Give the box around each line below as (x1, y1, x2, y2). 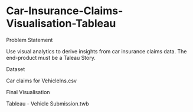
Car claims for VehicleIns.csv (6, 77, 77, 84)
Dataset (6, 65, 25, 72)
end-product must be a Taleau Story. (6, 54, 96, 61)
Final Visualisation (6, 88, 50, 95)
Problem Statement (6, 36, 53, 43)
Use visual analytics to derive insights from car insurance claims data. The (6, 47, 187, 55)
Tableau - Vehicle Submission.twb (6, 100, 90, 107)
